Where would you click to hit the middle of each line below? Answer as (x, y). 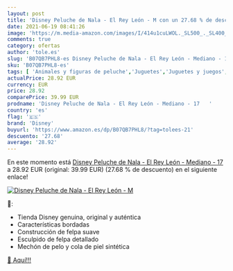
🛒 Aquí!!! (19, 260)
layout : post (26, 14)
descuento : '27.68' (35, 136)
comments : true (29, 40)
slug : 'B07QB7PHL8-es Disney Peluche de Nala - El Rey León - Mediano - (114, 59)
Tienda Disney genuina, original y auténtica (79, 217)
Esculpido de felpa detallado (58, 239)
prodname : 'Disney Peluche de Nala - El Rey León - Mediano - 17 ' (110, 104)
